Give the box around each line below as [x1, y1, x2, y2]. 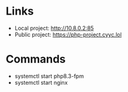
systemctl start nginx [14, 79, 68, 86]
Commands [6, 52, 66, 66]
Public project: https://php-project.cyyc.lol [14, 30, 122, 38]
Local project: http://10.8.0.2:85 [14, 24, 94, 32]
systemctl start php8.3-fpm [14, 72, 84, 80]
